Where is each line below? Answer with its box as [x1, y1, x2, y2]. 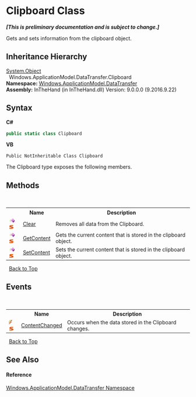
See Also [6, 355, 39, 365]
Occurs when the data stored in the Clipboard [66, 319, 177, 326]
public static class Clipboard [6, 131, 82, 136]
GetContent [23, 234, 51, 241]
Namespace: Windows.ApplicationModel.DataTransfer [6, 80, 138, 87]
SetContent [23, 249, 51, 256]
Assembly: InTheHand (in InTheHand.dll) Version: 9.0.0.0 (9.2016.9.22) [6, 86, 177, 93]
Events [6, 282, 32, 292]
